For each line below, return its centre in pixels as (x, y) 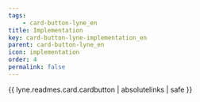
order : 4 (23, 60)
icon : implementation (44, 52)
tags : (17, 15)
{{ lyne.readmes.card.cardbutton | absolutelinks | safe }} (100, 89)
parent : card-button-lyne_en (56, 45)
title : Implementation (46, 30)
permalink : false (37, 67)
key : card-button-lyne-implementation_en (78, 38)
